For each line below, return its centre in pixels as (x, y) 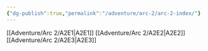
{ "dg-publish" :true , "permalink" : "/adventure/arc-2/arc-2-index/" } (104, 13)
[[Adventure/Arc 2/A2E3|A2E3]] (52, 40)
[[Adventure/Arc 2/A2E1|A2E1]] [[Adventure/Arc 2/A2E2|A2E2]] (96, 33)
